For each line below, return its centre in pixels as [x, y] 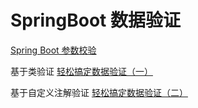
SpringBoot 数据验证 [95, 20]
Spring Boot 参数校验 [53, 50]
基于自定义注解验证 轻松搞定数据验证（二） [99, 92]
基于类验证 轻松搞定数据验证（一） [81, 71]
